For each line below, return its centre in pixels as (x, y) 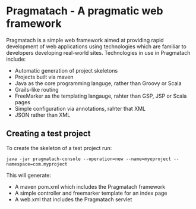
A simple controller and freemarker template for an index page (91, 193)
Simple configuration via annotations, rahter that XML (80, 108)
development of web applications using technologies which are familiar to (97, 46)
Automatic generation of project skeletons (66, 70)
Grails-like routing (37, 89)
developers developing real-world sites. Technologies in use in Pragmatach (98, 52)
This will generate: (29, 175)
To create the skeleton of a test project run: (59, 148)
